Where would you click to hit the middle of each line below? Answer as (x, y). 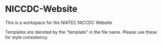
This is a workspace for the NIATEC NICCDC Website (59, 22)
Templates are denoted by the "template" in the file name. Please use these (81, 32)
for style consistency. (27, 37)
